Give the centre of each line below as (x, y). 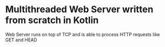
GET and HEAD (21, 40)
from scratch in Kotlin (52, 20)
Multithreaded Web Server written (79, 9)
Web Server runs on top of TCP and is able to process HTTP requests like (82, 34)
